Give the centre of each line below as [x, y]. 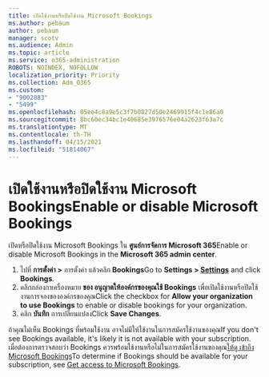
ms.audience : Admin [41, 46]
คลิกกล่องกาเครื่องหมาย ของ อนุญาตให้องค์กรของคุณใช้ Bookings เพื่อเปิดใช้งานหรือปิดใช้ [139, 288]
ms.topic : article [39, 53]
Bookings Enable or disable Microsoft [133, 206]
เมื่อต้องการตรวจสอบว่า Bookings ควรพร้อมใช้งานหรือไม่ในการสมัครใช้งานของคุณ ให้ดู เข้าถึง [131, 347]
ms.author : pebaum [39, 23]
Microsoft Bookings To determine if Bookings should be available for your [128, 356]
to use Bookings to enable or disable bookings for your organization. [133, 305]
